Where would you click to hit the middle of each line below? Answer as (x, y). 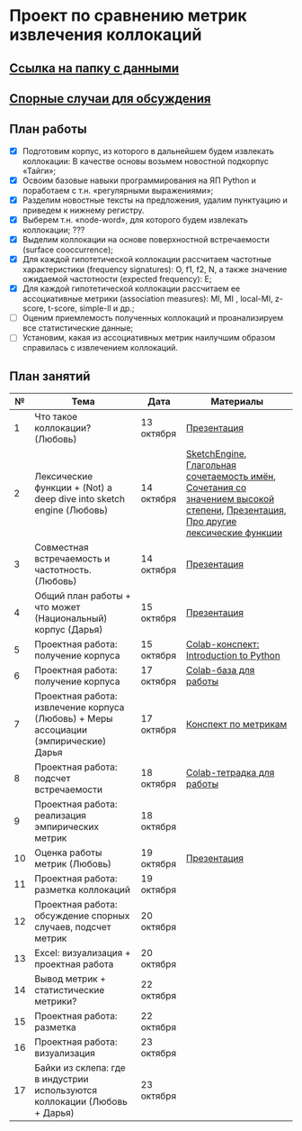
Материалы (237, 402)
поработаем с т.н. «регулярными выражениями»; (118, 190)
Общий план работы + (83, 596)
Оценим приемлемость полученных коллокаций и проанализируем (153, 318)
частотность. (63, 570)
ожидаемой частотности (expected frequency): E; (117, 279)
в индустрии (62, 1080)
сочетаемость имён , (231, 477)
